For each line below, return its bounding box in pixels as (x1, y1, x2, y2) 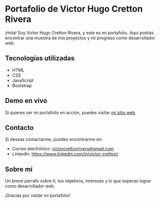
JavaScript (12, 77, 34, 83)
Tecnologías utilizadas (5, 54, 75, 63)
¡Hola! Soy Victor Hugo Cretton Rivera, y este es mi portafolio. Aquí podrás (5, 30, 154, 35)
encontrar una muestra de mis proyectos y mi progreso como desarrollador (5, 35, 156, 41)
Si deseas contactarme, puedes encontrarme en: (5, 136, 103, 142)
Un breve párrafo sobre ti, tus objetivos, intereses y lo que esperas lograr (5, 178, 151, 184)
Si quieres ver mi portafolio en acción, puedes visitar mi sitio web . (5, 109, 137, 115)
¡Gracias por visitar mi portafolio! (5, 193, 71, 199)
